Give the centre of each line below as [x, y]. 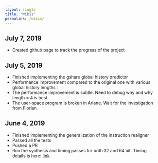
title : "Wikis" [20, 14]
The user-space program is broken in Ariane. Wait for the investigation [82, 103]
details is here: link [31, 156]
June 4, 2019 [25, 123]
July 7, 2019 [23, 38]
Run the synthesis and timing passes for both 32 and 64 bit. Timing [79, 150]
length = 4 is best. [30, 98]
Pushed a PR [25, 145]
